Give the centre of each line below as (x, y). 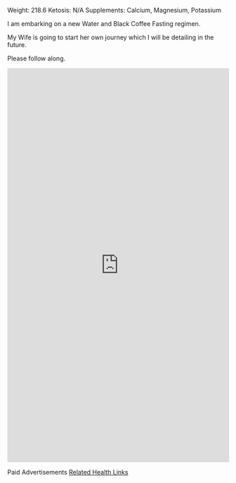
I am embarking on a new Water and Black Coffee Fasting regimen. (104, 24)
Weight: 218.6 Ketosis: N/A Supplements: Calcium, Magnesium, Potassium (114, 10)
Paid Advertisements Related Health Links (68, 472)
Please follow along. (37, 58)
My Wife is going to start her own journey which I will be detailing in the (111, 37)
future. (17, 45)
